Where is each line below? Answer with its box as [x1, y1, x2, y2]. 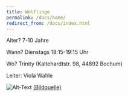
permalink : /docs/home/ [6, 15, 66, 21]
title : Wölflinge [6, 8, 50, 15]
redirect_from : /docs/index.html [6, 20, 91, 26]
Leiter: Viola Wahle [6, 72, 53, 79]
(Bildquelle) [33, 84, 62, 91]
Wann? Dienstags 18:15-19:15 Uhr [6, 48, 89, 56]
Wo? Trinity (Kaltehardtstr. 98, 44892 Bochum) [6, 60, 123, 67]
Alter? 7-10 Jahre [6, 37, 50, 44]
